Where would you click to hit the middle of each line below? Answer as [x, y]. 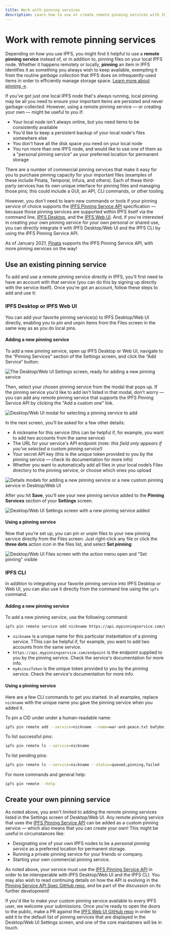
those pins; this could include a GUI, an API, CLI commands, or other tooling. [85, 191]
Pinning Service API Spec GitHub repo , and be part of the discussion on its [83, 885]
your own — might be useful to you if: [45, 112]
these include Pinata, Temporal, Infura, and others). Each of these [74, 180]
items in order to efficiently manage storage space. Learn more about [78, 81]
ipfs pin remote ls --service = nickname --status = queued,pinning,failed [82, 765]
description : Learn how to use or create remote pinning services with [82, 15]
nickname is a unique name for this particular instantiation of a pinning [85, 636]
